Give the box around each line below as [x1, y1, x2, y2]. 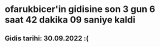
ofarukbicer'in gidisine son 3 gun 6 [5, 3, 155, 15]
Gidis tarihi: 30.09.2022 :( [5, 34, 89, 42]
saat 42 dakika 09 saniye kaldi [5, 14, 136, 25]
